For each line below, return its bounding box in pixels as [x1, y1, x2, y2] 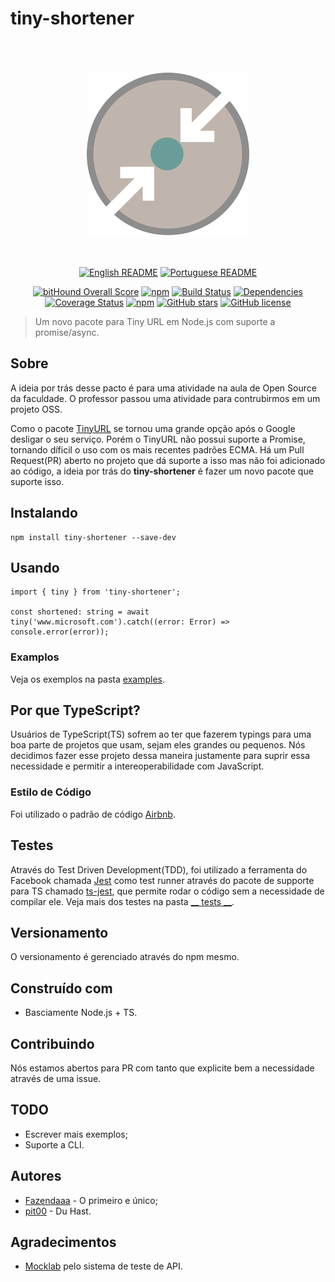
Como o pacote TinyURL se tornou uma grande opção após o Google [10, 422, 296, 434]
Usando [10, 559, 60, 576]
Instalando [10, 505, 78, 522]
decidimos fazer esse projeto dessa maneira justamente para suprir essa [10, 750, 310, 762]
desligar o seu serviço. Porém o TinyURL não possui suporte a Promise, [10, 433, 306, 445]
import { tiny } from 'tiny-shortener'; [10, 587, 182, 597]
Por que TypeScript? [10, 702, 141, 719]
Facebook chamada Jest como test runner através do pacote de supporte [10, 874, 315, 886]
